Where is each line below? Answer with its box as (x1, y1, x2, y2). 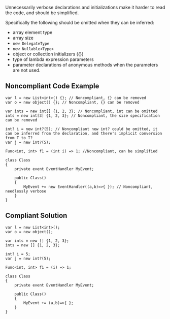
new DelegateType (12, 41, 50, 46)
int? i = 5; (5, 251, 30, 257)
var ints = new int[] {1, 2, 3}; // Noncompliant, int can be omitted (5, 109, 158, 114)
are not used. (12, 67, 41, 73)
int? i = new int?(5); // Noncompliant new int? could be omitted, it (5, 126, 158, 132)
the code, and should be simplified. (5, 10, 79, 16)
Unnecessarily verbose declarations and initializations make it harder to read (5, 5, 165, 10)
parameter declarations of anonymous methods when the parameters (12, 62, 158, 68)
